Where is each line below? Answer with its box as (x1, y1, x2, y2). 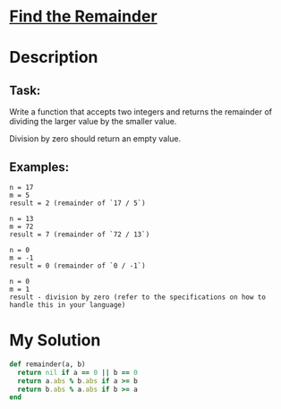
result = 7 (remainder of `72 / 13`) (9, 230, 150, 239)
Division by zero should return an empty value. (9, 133, 182, 144)
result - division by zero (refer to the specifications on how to (9, 293, 267, 302)
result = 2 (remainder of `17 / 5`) (9, 199, 146, 208)
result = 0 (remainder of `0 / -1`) (9, 261, 146, 270)
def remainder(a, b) (9, 360, 87, 369)
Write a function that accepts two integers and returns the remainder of (9, 107, 273, 117)
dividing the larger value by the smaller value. (9, 116, 177, 127)
